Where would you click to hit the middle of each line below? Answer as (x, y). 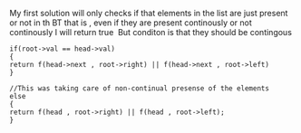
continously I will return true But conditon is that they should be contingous (151, 32)
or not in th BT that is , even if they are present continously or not (131, 23)
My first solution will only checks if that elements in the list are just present (149, 13)
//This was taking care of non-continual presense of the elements (140, 89)
